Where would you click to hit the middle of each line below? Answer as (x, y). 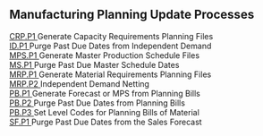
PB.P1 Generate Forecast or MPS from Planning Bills (105, 93)
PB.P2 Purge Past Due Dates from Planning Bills (98, 103)
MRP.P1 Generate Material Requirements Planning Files (110, 74)
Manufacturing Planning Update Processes (132, 15)
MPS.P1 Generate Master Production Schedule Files (104, 55)
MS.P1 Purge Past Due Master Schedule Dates (94, 64)
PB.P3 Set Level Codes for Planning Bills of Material (104, 112)
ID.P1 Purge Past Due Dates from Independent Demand (110, 46)
